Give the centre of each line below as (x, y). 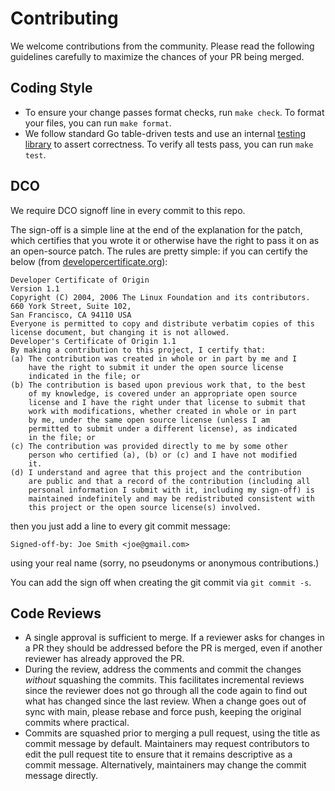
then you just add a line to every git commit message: (120, 526)
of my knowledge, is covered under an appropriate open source (163, 393)
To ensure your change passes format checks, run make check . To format (174, 112)
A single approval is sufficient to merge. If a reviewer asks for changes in (174, 638)
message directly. (61, 776)
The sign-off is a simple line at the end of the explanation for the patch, (156, 229)
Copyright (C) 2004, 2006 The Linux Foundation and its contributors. (160, 297)
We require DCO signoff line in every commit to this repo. (128, 210)
